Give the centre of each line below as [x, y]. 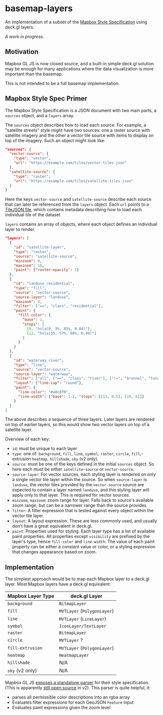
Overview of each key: [27, 439]
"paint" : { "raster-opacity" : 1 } [46, 270]
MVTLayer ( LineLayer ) [83, 619]
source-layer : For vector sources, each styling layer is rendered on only [84, 474]
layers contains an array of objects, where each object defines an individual [81, 224]
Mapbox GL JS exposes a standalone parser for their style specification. [77, 683]
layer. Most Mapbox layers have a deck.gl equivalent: [58, 584]
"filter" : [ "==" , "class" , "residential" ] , [58, 306]
